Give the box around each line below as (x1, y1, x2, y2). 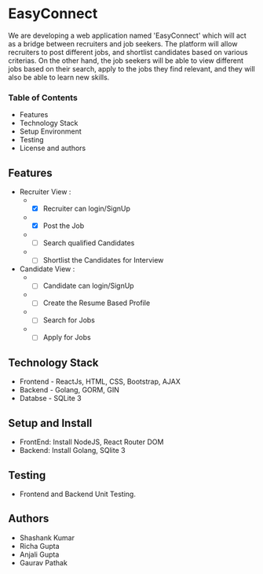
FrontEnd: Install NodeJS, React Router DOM (19, 437, 164, 447)
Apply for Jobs (42, 333, 92, 342)
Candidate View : (19, 264, 75, 274)
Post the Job (42, 221, 85, 230)
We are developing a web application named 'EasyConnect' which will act (8, 31, 247, 40)
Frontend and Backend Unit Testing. (19, 489, 136, 499)
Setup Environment (19, 127, 82, 136)
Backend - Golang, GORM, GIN (19, 385, 119, 395)
